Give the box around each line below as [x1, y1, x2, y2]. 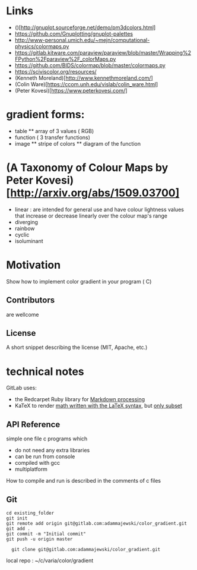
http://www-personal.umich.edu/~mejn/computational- [14, 36, 150, 43]
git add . [6, 525, 31, 531]
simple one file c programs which [6, 435, 88, 442]
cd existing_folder [6, 510, 55, 516]
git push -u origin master [6, 536, 73, 542]
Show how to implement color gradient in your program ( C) [6, 278, 152, 285]
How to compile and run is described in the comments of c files [6, 477, 161, 484]
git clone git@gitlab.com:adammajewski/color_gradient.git [11, 546, 161, 552]
